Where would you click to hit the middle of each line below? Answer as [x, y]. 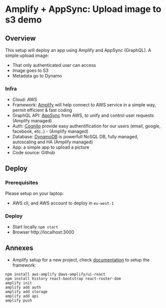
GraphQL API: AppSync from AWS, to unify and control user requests [83, 115]
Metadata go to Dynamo [37, 76]
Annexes [19, 248]
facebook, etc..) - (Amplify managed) [50, 131]
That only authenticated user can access [54, 65]
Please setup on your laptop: [35, 193]
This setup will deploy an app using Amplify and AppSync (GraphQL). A [78, 50]
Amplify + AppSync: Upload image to [83, 9]
